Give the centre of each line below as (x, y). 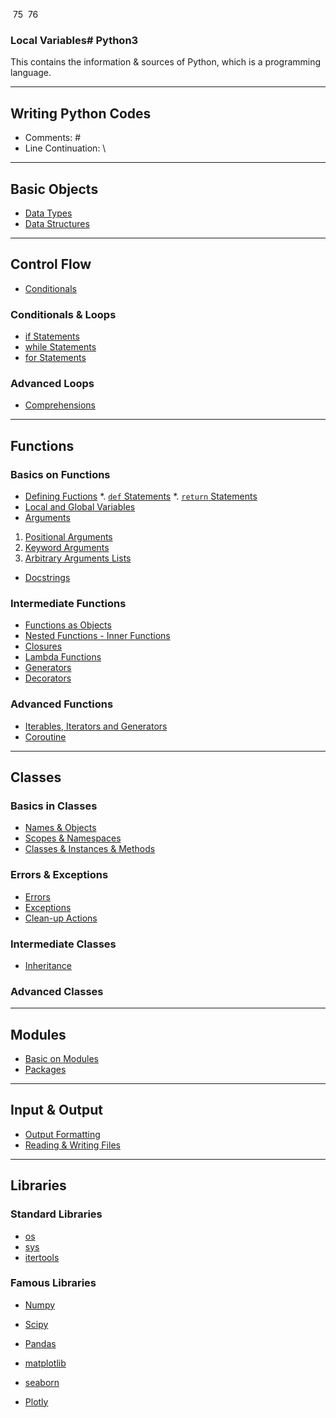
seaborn (42, 1382)
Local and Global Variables (80, 507)
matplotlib (45, 1363)
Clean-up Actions (61, 918)
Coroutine (45, 736)
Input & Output (56, 1110)
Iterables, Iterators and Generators (96, 726)
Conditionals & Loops (63, 314)
